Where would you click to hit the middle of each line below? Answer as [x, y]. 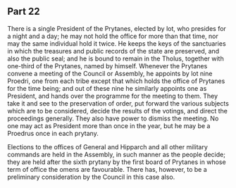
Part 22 [24, 12]
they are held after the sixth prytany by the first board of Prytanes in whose [117, 162]
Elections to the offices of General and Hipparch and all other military [107, 146]
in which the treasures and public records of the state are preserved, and [113, 51]
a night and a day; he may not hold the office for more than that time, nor [113, 36]
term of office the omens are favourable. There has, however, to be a [107, 169]
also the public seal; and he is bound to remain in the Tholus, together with [116, 58]
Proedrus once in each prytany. [53, 133]
